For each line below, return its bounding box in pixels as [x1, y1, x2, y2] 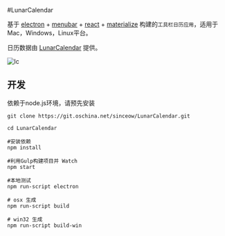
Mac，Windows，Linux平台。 [7, 29, 92, 37]
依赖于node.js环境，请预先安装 [7, 98, 96, 107]
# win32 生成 [7, 216, 43, 223]
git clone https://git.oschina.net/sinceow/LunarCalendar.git [7, 112, 190, 120]
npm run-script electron [7, 183, 79, 190]
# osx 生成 [7, 197, 37, 203]
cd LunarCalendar [7, 125, 57, 131]
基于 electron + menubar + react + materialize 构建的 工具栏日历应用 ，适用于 [7, 20, 219, 28]
